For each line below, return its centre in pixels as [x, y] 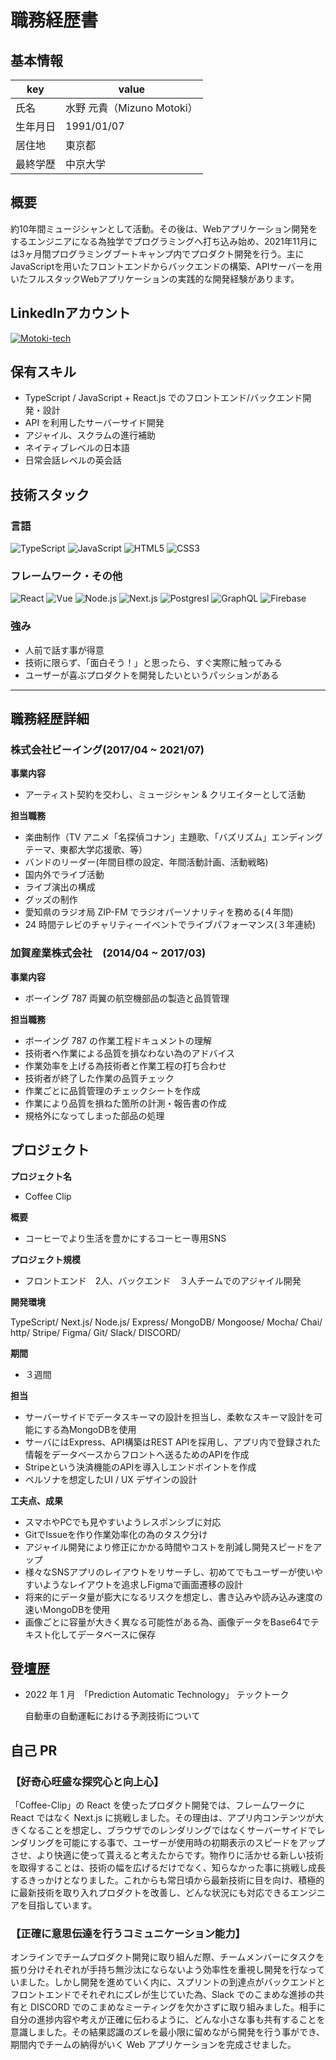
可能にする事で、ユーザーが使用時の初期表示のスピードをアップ [194, 1843]
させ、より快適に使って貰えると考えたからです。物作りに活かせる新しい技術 [167, 1855]
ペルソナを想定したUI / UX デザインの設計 [111, 1479]
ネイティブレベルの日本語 [77, 448]
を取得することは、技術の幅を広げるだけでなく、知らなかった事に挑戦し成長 [168, 1868]
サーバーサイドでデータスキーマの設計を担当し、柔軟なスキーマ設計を [169, 1417]
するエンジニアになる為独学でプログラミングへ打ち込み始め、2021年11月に [164, 241]
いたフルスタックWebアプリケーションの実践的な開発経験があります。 [155, 278]
